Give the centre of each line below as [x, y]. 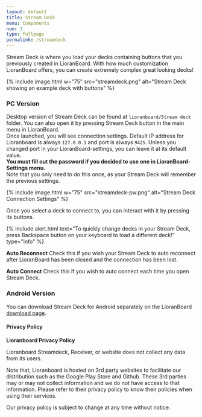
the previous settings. [33, 181]
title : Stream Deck [31, 18]
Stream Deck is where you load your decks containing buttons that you [94, 57]
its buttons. [20, 217]
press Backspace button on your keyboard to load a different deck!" [90, 235]
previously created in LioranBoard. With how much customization [87, 63]
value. [14, 155]
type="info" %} [25, 241]
